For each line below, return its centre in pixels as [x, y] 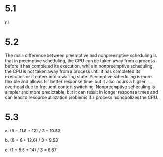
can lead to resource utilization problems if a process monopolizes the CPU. [81, 97]
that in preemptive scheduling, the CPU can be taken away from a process [80, 61]
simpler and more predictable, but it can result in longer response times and [81, 92]
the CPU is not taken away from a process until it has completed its [73, 71]
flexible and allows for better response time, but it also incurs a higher [75, 81]
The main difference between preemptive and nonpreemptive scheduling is [81, 55]
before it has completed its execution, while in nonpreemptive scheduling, [80, 66]
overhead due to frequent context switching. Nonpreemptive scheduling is [80, 87]
